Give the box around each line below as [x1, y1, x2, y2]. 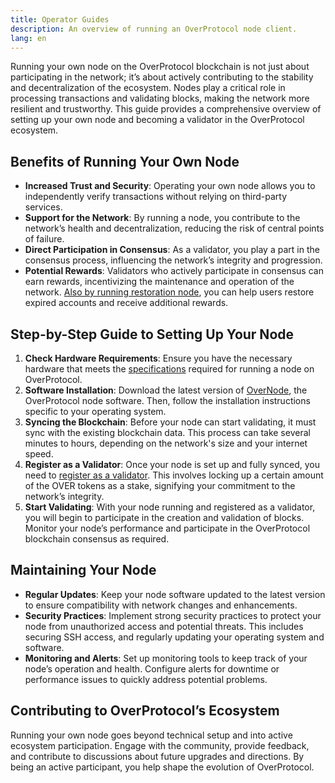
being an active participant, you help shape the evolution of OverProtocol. [10, 761, 315, 773]
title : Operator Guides [10, 14, 110, 25]
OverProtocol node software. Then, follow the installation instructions [24, 395, 311, 406]
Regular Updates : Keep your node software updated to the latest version [24, 588, 326, 600]
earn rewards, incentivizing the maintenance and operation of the [24, 276, 295, 288]
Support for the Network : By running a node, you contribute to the [24, 212, 301, 224]
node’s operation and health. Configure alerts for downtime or [24, 662, 280, 675]
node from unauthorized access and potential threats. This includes [24, 620, 304, 632]
